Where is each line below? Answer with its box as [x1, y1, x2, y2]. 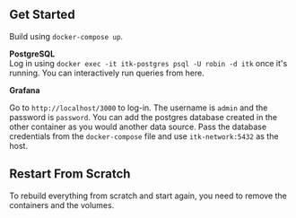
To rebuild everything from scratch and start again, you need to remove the [9, 190, 287, 201]
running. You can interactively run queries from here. [9, 67, 205, 78]
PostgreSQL [9, 48, 56, 59]
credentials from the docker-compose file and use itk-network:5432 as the [9, 130, 279, 142]
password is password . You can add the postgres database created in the [9, 111, 278, 122]
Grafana [9, 84, 40, 95]
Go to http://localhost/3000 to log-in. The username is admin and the [9, 102, 268, 113]
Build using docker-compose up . [9, 31, 124, 41]
